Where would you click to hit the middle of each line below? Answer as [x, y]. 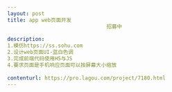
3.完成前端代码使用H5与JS [40, 59]
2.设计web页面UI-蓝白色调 [41, 53]
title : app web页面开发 [39, 20]
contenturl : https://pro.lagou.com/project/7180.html [87, 78]
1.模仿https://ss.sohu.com [45, 46]
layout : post [26, 13]
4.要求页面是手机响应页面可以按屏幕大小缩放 [62, 65]
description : [26, 39]
